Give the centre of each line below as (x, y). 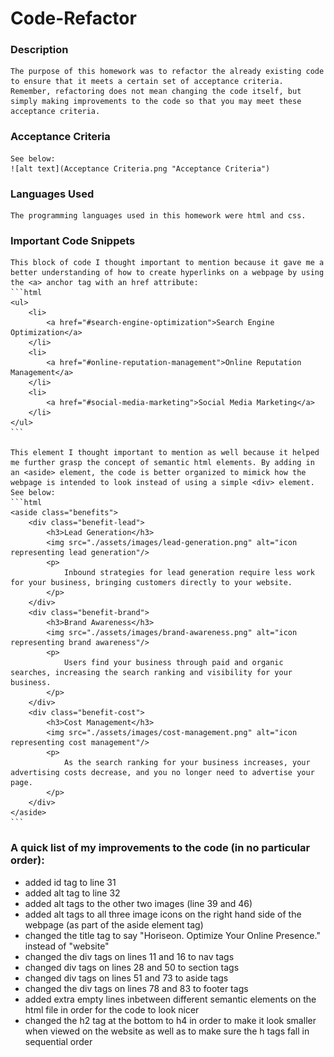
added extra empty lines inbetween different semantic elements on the (170, 999)
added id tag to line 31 (70, 882)
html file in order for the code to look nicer (112, 1009)
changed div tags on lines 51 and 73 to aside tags (126, 978)
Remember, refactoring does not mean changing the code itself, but (156, 92)
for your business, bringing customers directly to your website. (151, 583)
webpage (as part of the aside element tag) (114, 924)
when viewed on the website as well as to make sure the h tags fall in (167, 1031)
